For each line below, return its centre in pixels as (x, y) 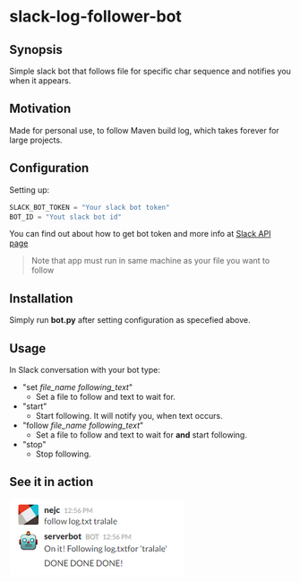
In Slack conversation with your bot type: (85, 370)
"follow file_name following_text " (83, 425)
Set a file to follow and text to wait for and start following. (141, 435)
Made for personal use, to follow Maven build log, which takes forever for (144, 130)
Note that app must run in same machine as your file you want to (150, 261)
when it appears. (40, 81)
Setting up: (30, 189)
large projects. (36, 140)
